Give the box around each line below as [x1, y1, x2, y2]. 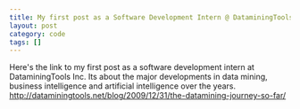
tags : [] [9, 37, 42, 47]
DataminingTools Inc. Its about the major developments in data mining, [9, 72, 268, 82]
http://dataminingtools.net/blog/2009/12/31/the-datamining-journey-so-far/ [9, 90, 287, 101]
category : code [9, 29, 66, 38]
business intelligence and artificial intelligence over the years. [9, 81, 237, 91]
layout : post [9, 21, 58, 30]
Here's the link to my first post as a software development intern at [9, 62, 254, 73]
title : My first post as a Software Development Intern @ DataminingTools [9, 12, 294, 22]
